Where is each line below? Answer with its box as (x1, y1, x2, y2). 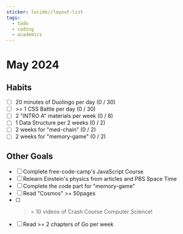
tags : (6, 15, 20, 21)
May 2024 (6, 58, 60, 72)
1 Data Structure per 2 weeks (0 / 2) (15, 119, 106, 126)
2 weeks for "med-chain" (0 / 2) (15, 126, 96, 133)
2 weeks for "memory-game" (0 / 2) (15, 133, 106, 141)
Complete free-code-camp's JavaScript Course (23, 168, 144, 175)
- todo (12, 20, 29, 26)
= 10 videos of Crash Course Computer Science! (30, 208, 153, 216)
